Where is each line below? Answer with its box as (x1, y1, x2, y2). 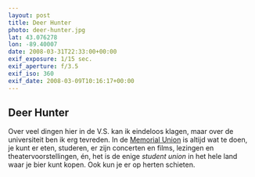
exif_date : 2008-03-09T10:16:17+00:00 (8, 77, 135, 85)
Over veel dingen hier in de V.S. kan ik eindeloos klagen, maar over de (8, 127, 234, 136)
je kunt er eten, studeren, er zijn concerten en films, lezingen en (8, 143, 214, 153)
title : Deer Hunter (8, 19, 72, 27)
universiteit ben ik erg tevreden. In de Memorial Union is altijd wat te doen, (8, 135, 248, 145)
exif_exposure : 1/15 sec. (8, 56, 92, 63)
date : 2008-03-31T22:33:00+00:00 (8, 48, 117, 56)
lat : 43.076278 (8, 33, 58, 42)
